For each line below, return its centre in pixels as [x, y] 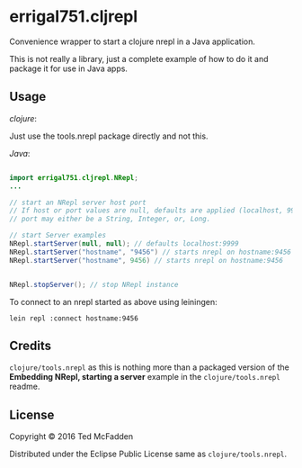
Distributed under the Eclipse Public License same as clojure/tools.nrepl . [148, 454]
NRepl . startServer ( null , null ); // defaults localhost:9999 [124, 244]
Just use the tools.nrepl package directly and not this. [109, 136]
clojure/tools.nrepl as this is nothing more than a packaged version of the [150, 367]
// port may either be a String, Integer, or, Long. [110, 219]
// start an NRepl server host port [78, 202]
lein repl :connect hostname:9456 [74, 318]
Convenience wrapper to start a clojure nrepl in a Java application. [133, 41]
